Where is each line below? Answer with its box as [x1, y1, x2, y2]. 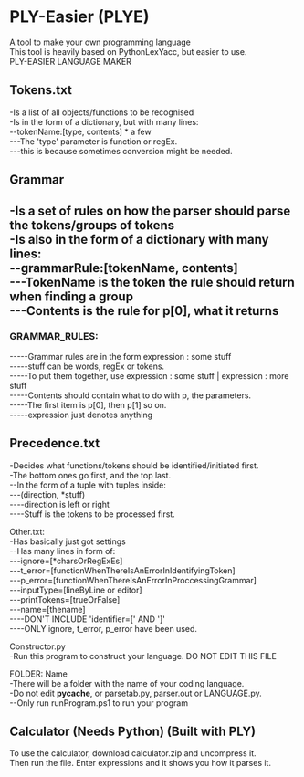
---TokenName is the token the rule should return [9, 274, 295, 289]
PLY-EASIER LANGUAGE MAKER [9, 56, 132, 67]
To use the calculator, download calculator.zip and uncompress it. [9, 748, 257, 759]
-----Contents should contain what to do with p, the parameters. [9, 390, 252, 401]
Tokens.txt [9, 82, 73, 98]
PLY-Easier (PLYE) [9, 6, 150, 27]
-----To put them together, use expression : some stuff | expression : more [9, 370, 289, 381]
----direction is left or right [9, 499, 110, 509]
